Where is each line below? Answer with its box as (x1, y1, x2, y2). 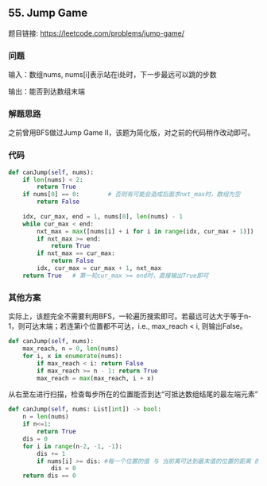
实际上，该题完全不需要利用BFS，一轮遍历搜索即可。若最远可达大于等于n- (8, 311, 252, 321)
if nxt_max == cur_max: (37, 249, 115, 257)
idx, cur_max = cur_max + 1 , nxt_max (37, 264, 161, 272)
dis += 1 (37, 449, 66, 457)
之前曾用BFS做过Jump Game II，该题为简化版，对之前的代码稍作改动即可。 (8, 128, 255, 137)
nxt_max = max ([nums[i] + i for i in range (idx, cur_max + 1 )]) (37, 227, 254, 235)
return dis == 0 (22, 472, 77, 480)
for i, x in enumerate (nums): (22, 352, 123, 360)
